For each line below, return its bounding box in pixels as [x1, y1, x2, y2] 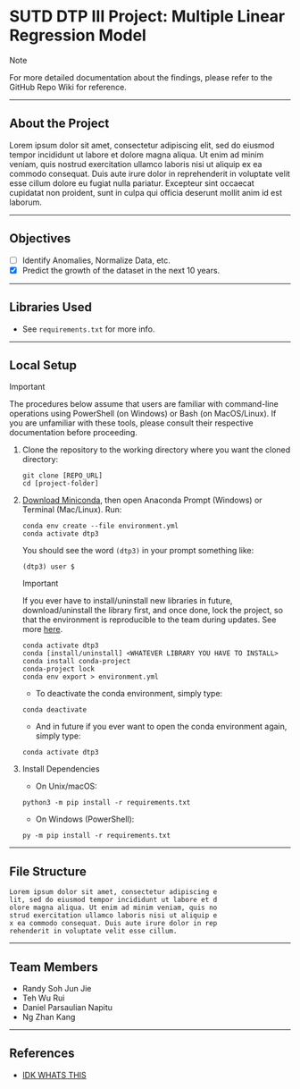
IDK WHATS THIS [21, 1069, 87, 1080]
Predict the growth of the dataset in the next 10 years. [21, 265, 221, 275]
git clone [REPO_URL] [21, 471, 103, 480]
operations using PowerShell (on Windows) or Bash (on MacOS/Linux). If [9, 409, 277, 419]
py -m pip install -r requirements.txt [21, 832, 171, 840]
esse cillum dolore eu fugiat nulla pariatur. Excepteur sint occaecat [9, 177, 254, 189]
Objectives [9, 231, 71, 247]
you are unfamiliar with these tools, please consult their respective [9, 418, 254, 428]
